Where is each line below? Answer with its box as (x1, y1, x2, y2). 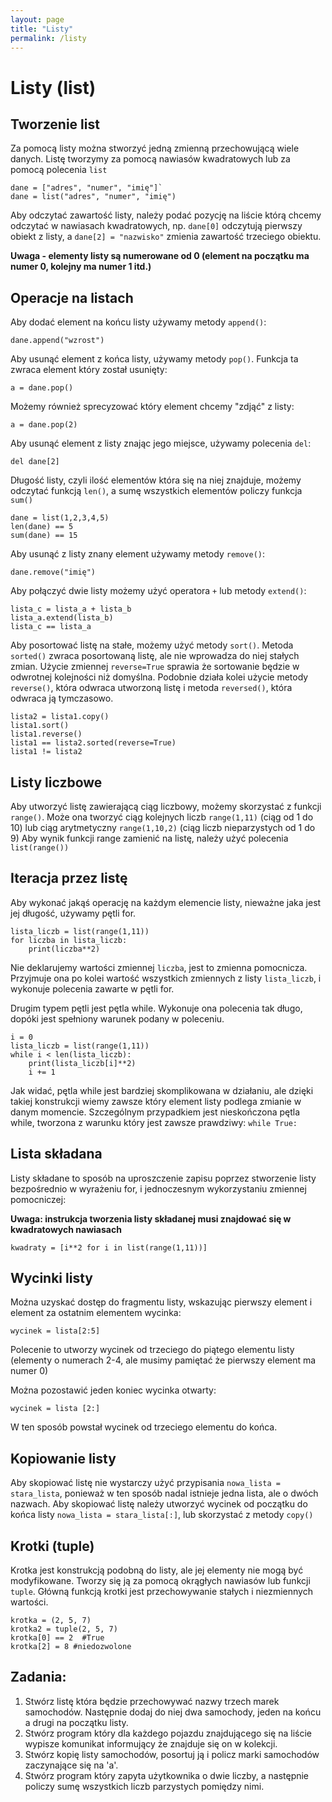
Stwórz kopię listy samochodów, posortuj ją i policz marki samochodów (24, 1748, 320, 1760)
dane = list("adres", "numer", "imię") (10, 192, 177, 202)
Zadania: (10, 1669, 67, 1686)
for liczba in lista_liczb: (10, 935, 128, 945)
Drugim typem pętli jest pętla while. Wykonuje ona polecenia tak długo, (10, 1002, 303, 1014)
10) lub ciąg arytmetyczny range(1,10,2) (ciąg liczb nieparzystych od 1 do (10, 822, 316, 833)
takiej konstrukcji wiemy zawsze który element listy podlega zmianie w (10, 1095, 302, 1107)
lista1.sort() (10, 721, 70, 731)
